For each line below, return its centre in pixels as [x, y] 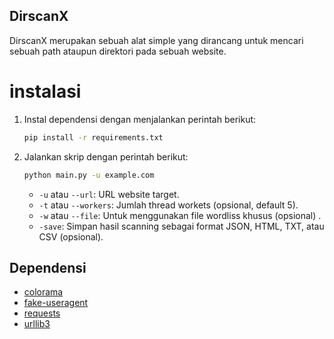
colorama [43, 292]
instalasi [45, 91]
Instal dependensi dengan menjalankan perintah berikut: [140, 119]
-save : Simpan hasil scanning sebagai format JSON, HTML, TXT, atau [181, 226]
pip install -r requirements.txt [93, 137]
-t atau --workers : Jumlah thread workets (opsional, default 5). [168, 205]
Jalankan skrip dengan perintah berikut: [106, 156]
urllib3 [37, 324]
